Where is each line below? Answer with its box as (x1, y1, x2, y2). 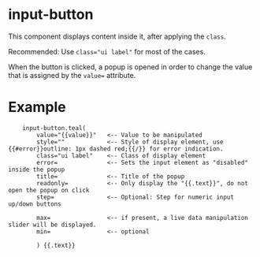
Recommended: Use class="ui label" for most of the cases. (8, 47, 206, 56)
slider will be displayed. (8, 221, 97, 229)
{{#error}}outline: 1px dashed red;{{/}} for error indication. (8, 144, 224, 153)
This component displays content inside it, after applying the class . (8, 32, 226, 41)
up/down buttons (8, 199, 61, 208)
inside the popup (8, 166, 65, 173)
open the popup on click (8, 186, 90, 194)
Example (8, 99, 66, 116)
